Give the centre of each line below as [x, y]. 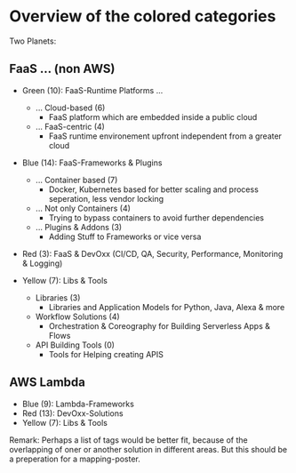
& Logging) [42, 263]
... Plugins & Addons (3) [79, 227]
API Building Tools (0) [75, 345]
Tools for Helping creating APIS [106, 354]
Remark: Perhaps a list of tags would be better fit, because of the [128, 440]
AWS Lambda [48, 383]
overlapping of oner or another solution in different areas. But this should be [148, 449]
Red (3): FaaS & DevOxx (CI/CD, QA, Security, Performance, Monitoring [152, 253]
